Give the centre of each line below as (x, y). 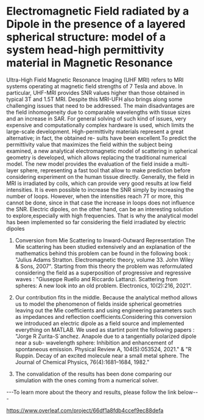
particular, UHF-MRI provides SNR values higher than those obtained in (96, 93)
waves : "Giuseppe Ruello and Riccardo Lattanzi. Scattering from (96, 279)
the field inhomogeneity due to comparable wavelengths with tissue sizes (99, 112)
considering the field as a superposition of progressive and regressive (103, 273)
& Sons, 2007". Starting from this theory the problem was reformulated (104, 266)
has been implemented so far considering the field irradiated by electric (96, 222)
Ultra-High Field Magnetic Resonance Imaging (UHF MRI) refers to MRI (95, 80)
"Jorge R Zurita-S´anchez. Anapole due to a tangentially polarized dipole (106, 336)
